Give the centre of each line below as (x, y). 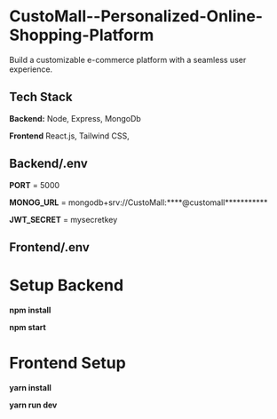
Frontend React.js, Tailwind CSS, (70, 136)
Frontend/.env (50, 247)
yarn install (30, 387)
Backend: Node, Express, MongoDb (75, 118)
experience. (31, 69)
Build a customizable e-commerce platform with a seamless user (128, 59)
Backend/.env (49, 164)
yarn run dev (33, 405)
